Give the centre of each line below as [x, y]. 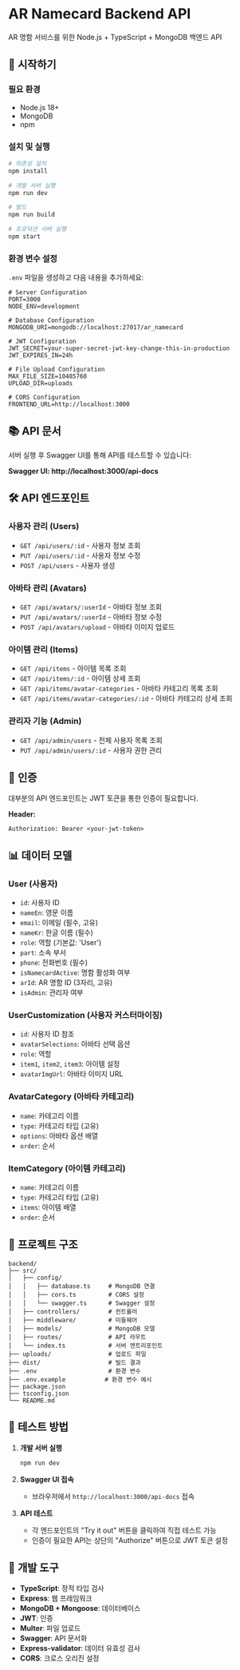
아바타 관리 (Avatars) [47, 588]
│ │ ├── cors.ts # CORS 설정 [77, 1294]
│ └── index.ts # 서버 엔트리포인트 [86, 1346]
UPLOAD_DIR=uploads [41, 384]
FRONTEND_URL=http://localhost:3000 [69, 404]
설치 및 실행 [29, 146]
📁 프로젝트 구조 [43, 1245]
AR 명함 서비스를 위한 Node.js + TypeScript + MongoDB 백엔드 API [115, 37]
